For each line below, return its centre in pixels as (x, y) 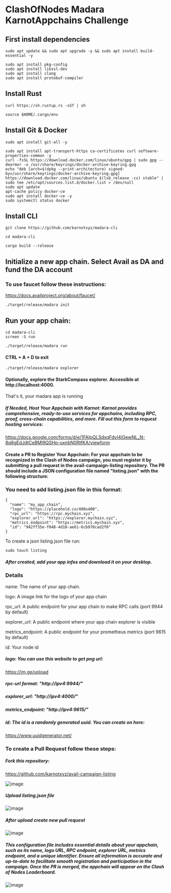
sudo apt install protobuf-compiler (44, 78)
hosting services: (24, 424)
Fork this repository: (27, 761)
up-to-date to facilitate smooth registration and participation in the (79, 861)
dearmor (14, 164)
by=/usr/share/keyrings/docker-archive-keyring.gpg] (63, 173)
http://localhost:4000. (30, 385)
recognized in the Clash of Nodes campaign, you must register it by (79, 460)
